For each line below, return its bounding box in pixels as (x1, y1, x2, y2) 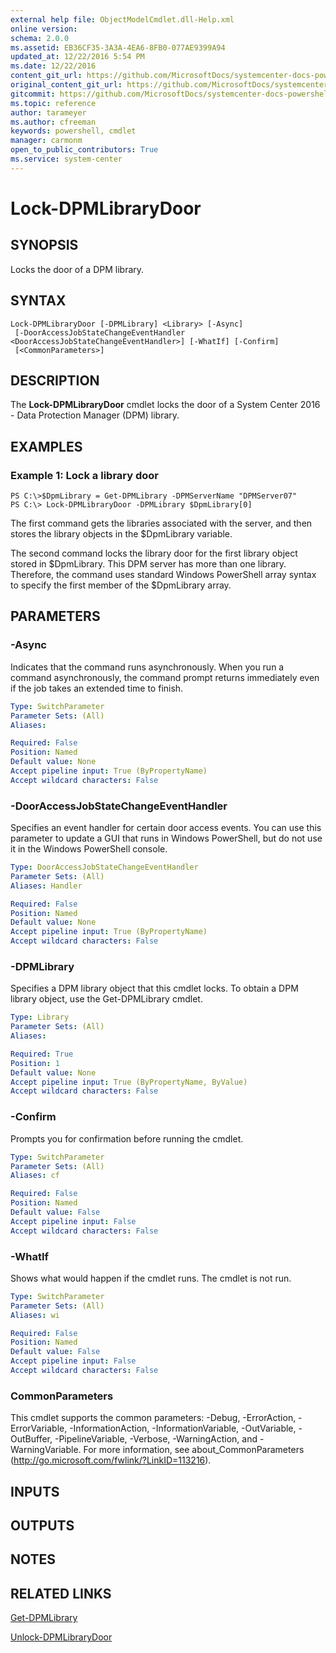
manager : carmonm (10, 136, 83, 146)
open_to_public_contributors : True (10, 145, 159, 155)
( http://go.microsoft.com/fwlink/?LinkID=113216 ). (10, 1454, 212, 1466)
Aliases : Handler (10, 881, 83, 891)
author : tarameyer (10, 107, 87, 118)
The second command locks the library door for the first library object (10, 547, 298, 560)
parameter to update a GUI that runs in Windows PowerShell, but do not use (10, 832, 323, 845)
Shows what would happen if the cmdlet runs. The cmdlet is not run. (10, 1272, 292, 1284)
